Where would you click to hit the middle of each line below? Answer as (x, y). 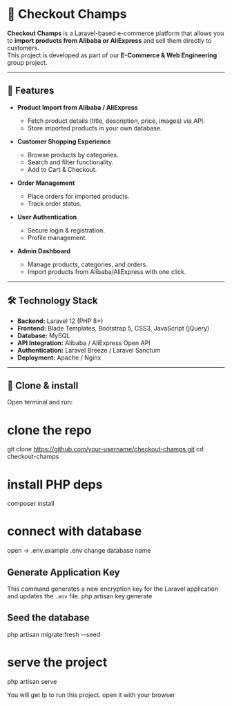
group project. (27, 62)
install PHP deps (55, 484)
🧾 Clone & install (43, 385)
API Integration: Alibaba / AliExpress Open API (84, 343)
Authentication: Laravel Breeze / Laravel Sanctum (89, 350)
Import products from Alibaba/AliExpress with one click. (107, 271)
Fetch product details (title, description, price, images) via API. (116, 121)
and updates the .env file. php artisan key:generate (80, 596)
